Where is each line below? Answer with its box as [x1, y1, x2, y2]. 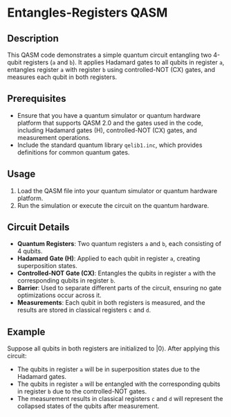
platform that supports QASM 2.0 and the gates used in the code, [17, 118, 203, 127]
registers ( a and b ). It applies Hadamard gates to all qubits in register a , [23, 58, 225, 66]
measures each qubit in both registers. [7, 73, 118, 81]
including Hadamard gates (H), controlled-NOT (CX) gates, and [17, 126, 197, 134]
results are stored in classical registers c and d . [17, 306, 151, 314]
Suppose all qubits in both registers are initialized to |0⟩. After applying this [7, 344, 220, 353]
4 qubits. [17, 247, 43, 256]
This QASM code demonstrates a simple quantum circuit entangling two [7, 51, 212, 59]
